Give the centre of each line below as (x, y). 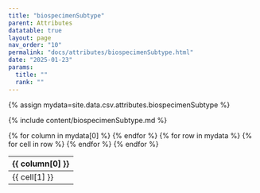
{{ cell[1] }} (33, 177)
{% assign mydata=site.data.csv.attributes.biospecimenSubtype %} (119, 105)
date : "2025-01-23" (41, 60)
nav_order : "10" (35, 45)
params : (21, 68)
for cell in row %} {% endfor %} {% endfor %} (83, 144)
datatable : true (35, 30)
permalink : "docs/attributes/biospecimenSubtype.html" (101, 52)
